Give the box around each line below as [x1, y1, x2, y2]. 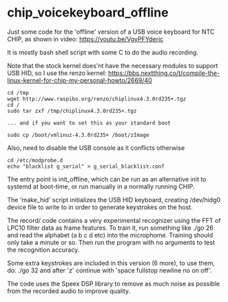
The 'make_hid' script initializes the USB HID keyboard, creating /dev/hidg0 [7, 195, 221, 204]
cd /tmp [7, 89, 30, 96]
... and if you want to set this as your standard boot [7, 119, 171, 127]
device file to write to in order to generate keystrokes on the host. [7, 203, 193, 211]
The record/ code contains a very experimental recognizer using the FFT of [7, 216, 221, 224]
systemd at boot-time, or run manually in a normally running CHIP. [7, 182, 195, 191]
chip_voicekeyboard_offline [7, 5, 169, 21]
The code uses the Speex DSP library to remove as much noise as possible [7, 279, 220, 288]
